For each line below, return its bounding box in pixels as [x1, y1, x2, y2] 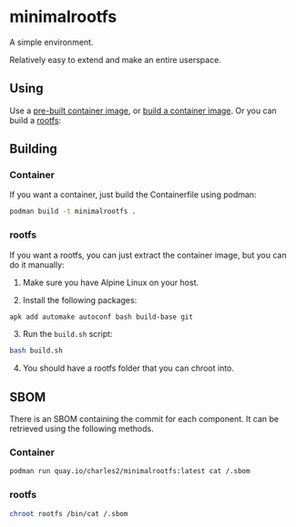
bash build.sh [9, 346, 64, 355]
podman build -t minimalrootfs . [9, 207, 137, 216]
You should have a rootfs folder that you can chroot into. [22, 363, 235, 374]
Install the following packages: [22, 294, 138, 305]
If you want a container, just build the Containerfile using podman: [9, 189, 257, 200]
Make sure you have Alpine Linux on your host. [22, 277, 199, 288]
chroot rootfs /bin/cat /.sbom [9, 509, 128, 518]
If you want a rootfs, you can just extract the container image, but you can [9, 249, 287, 260]
